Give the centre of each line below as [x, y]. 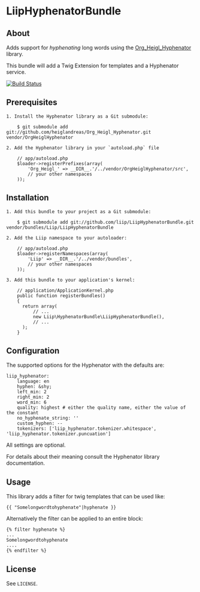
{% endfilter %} [26, 551]
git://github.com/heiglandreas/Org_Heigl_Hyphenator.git [79, 132]
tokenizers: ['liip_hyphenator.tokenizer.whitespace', [87, 429]
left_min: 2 [32, 392]
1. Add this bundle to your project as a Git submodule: [79, 211]
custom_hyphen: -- [40, 424]
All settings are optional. [36, 445]
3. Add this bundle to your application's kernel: [71, 280]
